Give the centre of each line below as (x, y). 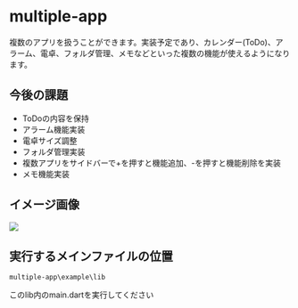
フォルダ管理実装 (54, 151)
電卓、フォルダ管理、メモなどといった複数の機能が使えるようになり (165, 53)
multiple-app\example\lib (57, 278)
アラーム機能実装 (54, 129)
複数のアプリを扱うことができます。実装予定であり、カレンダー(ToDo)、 (142, 42)
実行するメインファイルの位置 (91, 256)
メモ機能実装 (46, 174)
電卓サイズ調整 (50, 141)
